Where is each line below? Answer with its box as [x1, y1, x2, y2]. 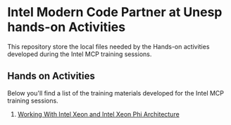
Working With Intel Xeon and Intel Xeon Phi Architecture [17, 110, 180, 118]
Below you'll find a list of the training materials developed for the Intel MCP [7, 88, 224, 97]
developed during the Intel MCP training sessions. [7, 50, 152, 58]
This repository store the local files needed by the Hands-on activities [7, 42, 210, 51]
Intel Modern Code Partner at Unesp [7, 4, 223, 20]
